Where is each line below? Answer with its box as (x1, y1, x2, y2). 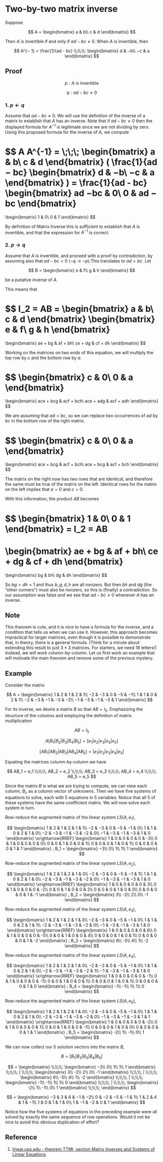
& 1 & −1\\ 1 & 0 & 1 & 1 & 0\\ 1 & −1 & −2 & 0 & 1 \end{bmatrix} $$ (18, 1099, 145, 1105)
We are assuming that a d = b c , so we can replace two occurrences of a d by (5, 413, 158, 419)
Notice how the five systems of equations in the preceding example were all (5, 1108, 157, 1114)
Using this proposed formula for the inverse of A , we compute (5, 129, 129, 135)
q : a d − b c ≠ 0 (66, 89, 97, 95)
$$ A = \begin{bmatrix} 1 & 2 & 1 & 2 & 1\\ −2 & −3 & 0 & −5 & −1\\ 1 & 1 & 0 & (6, 692, 157, 698)
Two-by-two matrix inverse (5, 3, 118, 15)
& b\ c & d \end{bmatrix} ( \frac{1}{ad (5, 156, 158, 168)
